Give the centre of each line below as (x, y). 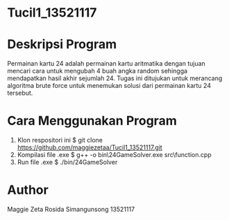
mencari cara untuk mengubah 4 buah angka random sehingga (97, 71)
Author (28, 190)
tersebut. (20, 93)
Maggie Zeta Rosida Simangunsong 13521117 (71, 209)
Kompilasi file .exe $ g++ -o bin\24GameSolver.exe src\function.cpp (114, 155)
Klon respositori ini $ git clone (60, 140)
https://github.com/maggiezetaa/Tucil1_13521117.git (90, 147)
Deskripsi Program (62, 45)
